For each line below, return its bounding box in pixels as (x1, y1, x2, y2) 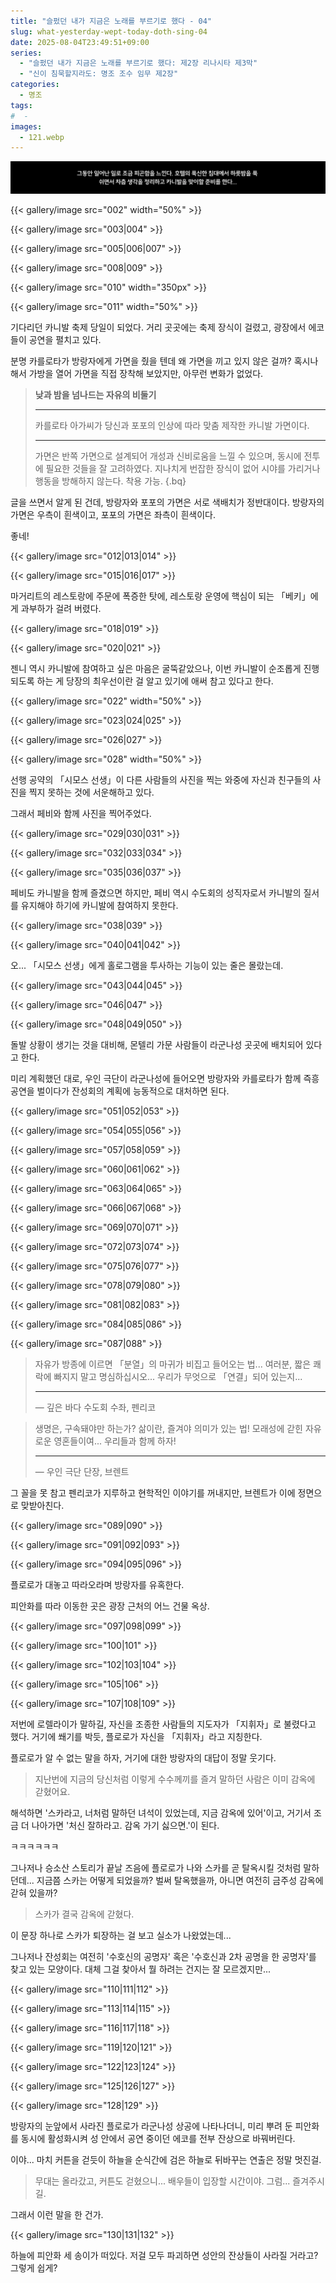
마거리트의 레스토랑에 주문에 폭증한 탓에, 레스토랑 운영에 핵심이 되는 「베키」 (10, 590, 311, 602)
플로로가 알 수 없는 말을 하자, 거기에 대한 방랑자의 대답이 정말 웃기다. (10, 1752, 277, 1764)
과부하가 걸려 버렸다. (20, 603, 102, 615)
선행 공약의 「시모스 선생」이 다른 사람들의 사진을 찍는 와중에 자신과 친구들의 (10, 774, 311, 786)
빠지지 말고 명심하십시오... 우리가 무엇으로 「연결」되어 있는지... (53, 1371, 303, 1383)
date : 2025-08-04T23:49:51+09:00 (10, 37, 150, 47)
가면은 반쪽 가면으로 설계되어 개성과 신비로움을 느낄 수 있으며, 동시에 (34, 450, 302, 462)
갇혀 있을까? (10, 1887, 58, 1899)
